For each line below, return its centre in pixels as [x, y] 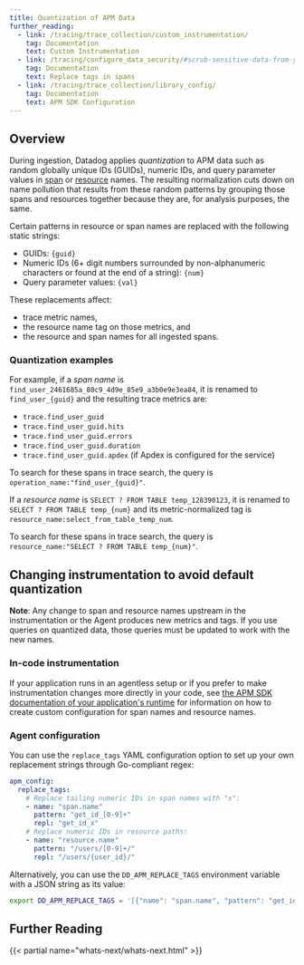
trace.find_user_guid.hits [73, 427]
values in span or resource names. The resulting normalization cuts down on [152, 180]
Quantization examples [62, 361]
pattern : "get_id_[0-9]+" [82, 815]
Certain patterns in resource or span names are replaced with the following [149, 227]
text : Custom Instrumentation [83, 52]
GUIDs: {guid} [49, 254]
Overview [38, 138]
